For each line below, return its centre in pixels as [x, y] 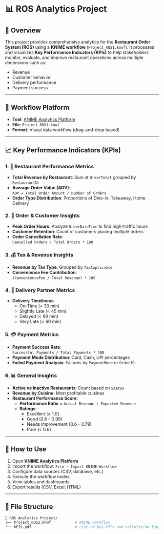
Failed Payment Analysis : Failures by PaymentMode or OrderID [73, 362]
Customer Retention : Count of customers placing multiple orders [78, 231]
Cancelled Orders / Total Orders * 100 [53, 242]
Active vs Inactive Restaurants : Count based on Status [68, 388]
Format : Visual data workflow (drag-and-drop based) [66, 130]
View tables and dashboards [41, 482]
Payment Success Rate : [37, 347]
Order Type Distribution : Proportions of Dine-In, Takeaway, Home [79, 198]
